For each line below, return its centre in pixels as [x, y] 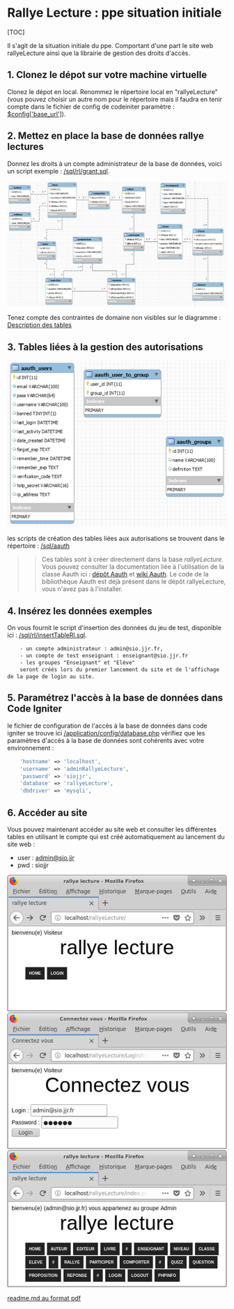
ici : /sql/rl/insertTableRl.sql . [47, 635]
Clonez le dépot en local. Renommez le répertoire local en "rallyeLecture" [112, 91]
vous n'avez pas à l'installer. [82, 589]
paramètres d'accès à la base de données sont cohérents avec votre [106, 740]
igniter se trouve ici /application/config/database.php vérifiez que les [106, 733]
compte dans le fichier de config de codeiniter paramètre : [91, 107]
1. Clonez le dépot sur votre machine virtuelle [107, 75]
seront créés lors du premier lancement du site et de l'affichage [119, 669]
